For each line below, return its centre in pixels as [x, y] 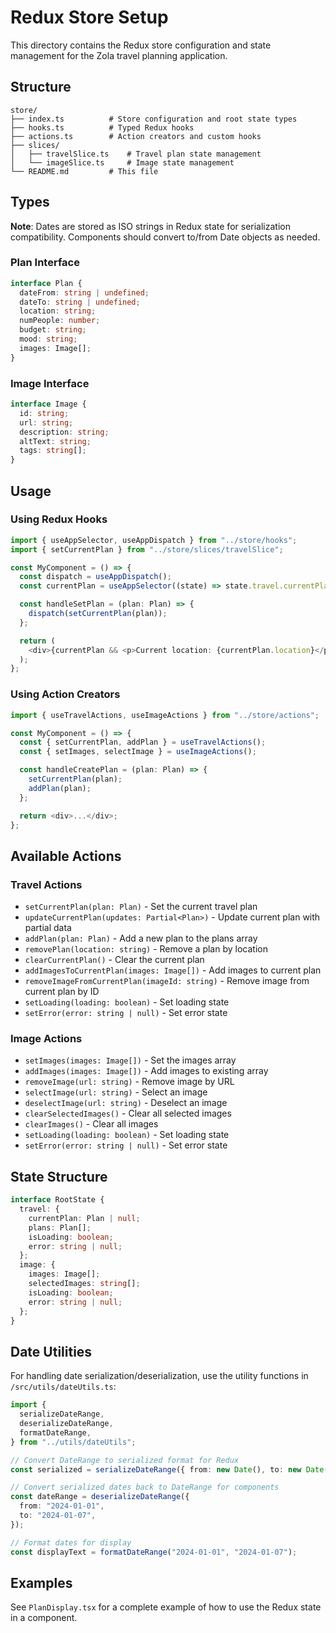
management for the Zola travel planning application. [119, 55]
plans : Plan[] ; [60, 1227]
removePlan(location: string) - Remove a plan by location [146, 949]
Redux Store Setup [89, 17]
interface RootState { [57, 1200]
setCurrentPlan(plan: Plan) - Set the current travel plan [141, 907]
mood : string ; [48, 339]
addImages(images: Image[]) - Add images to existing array [146, 1071]
